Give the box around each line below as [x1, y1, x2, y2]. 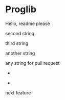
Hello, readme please [5, 20, 50, 27]
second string [5, 30, 35, 36]
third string [5, 40, 29, 46]
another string [5, 50, 35, 56]
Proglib [5, 4, 37, 15]
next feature [5, 89, 31, 95]
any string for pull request [5, 60, 60, 66]
